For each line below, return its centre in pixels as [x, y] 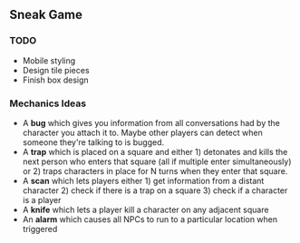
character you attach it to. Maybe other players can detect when [142, 132]
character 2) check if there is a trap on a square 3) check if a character [155, 190]
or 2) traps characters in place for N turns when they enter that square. [155, 170]
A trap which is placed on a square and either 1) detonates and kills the [155, 151]
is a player [42, 199]
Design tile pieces [56, 70]
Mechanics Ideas [48, 103]
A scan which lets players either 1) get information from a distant [143, 180]
